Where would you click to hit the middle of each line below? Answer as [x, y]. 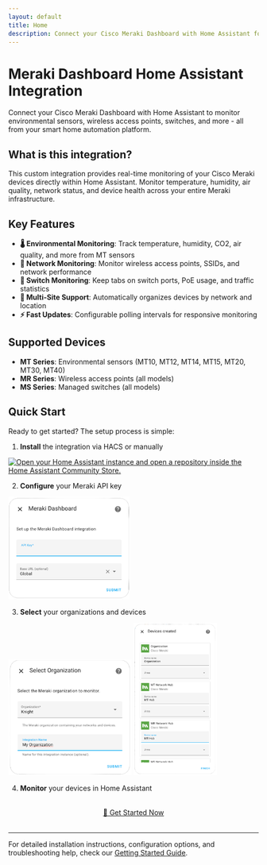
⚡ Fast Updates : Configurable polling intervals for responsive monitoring [138, 315]
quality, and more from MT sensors [77, 255]
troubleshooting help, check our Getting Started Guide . [98, 853]
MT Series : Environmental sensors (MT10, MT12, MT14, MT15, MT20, [133, 361]
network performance [56, 272]
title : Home [28, 25]
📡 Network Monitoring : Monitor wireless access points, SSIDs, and [130, 263]
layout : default [35, 17]
